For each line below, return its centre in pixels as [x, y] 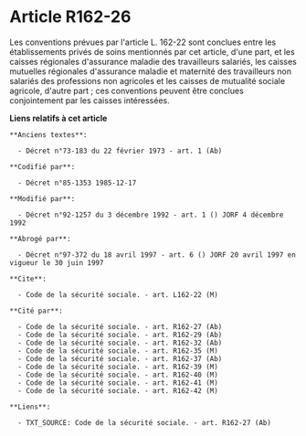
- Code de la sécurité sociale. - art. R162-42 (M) [118, 390]
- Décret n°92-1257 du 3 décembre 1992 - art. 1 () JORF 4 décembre [151, 215]
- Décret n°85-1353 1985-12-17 [77, 183]
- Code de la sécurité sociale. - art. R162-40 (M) [118, 375]
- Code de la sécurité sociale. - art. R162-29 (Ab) [120, 335]
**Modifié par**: [42, 198]
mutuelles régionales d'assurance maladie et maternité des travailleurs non [151, 71]
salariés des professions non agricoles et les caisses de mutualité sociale [148, 80]
